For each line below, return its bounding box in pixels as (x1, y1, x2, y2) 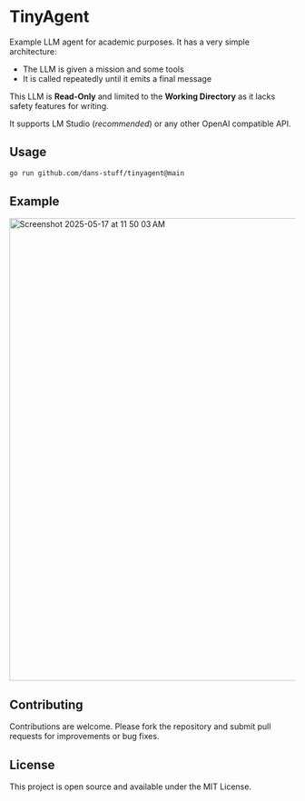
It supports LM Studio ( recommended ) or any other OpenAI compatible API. (9, 118, 292, 129)
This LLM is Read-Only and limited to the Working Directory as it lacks (9, 91, 276, 102)
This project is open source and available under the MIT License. (9, 781, 252, 792)
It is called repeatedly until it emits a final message (22, 73, 212, 84)
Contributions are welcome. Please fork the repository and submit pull (9, 721, 271, 732)
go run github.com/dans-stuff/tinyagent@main (9, 168, 184, 178)
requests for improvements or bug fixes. (9, 731, 160, 742)
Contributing (9, 697, 84, 712)
